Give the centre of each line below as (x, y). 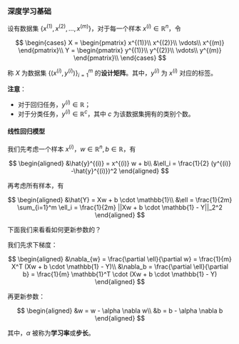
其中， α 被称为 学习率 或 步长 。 (51, 333)
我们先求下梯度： (32, 244)
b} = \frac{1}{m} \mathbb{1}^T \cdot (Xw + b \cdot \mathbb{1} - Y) (120, 274)
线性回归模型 (26, 131)
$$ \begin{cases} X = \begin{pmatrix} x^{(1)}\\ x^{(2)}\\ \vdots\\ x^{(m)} (120, 42)
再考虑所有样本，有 (36, 185)
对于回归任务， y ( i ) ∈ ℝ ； (54, 104)
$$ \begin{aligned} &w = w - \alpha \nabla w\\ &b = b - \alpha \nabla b (120, 311)
